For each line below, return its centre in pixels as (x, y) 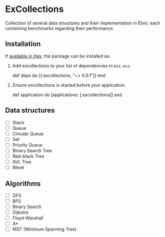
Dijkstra (20, 213)
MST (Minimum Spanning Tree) (44, 229)
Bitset (18, 168)
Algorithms (23, 183)
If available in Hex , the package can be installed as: (58, 56)
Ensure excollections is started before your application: (69, 85)
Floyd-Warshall (28, 218)
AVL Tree (22, 162)
